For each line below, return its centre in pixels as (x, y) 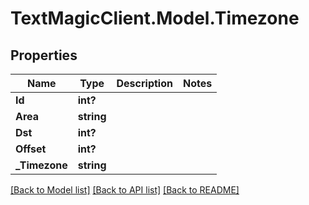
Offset (31, 149)
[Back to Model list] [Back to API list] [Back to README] (125, 190)
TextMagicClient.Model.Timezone (155, 18)
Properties (44, 55)
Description (144, 83)
